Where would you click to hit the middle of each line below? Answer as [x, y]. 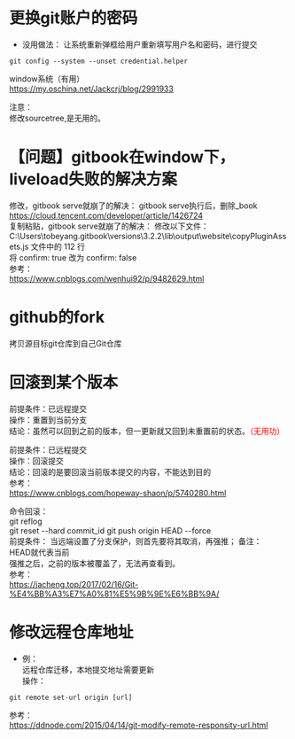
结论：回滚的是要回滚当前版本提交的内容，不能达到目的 [110, 471]
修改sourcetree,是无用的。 [58, 118]
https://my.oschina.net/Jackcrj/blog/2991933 [92, 89]
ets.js [19, 246]
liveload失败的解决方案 [93, 179]
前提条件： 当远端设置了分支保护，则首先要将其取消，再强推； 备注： [136, 541]
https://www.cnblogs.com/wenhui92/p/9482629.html [107, 278]
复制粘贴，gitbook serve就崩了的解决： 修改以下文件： [109, 226]
